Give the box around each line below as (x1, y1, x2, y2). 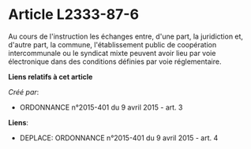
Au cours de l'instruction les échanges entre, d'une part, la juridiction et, (8, 32, 243, 41)
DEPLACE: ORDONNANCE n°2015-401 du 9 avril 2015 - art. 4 (19, 132, 219, 143)
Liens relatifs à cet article (8, 72, 93, 81)
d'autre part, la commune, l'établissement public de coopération (8, 39, 217, 49)
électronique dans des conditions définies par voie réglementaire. (8, 57, 222, 66)
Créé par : (8, 87, 39, 96)
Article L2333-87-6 (8, 6, 140, 24)
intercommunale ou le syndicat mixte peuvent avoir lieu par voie (8, 48, 216, 58)
